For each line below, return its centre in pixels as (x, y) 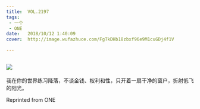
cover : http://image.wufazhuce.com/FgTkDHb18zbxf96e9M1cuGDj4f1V (90, 39)
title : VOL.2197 (28, 12)
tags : (13, 17)
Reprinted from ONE (31, 99)
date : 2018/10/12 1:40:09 (41, 34)
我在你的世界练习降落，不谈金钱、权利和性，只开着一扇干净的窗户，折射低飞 (100, 80)
